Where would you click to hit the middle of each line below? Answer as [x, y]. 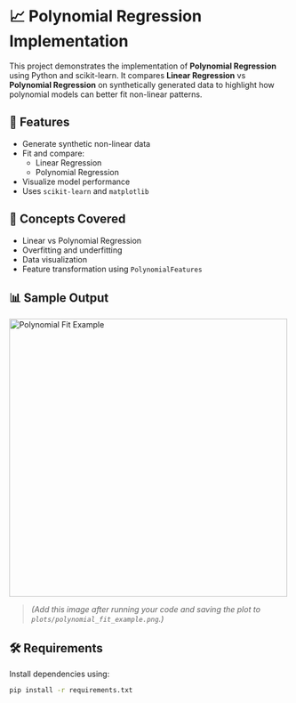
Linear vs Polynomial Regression [82, 240]
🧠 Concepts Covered [68, 219]
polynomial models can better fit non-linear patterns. [106, 94]
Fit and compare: [53, 153]
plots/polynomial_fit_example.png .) [97, 619]
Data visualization [55, 259]
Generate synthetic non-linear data [86, 143]
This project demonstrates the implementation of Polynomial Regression [143, 66]
